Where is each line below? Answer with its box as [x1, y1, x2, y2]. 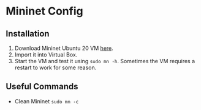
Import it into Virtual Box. [14, 51, 78, 58]
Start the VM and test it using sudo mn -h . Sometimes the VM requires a [14, 58, 195, 64]
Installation [6, 29, 50, 39]
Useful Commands [6, 81, 78, 92]
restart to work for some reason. [14, 64, 97, 71]
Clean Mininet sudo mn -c [14, 97, 79, 105]
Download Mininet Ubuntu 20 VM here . [14, 44, 114, 52]
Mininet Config [6, 4, 83, 18]
